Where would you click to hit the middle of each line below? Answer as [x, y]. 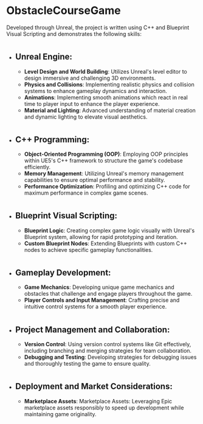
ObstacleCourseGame [64, 11]
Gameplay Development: [63, 272]
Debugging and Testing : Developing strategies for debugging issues [110, 357]
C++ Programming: [52, 140]
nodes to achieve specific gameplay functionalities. [88, 249]
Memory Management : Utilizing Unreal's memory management [104, 173]
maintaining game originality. [60, 414]
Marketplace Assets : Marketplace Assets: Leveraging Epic [98, 401]
